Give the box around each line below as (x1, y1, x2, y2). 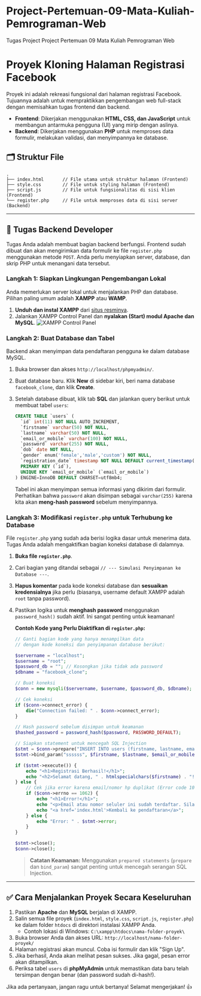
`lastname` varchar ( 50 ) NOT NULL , (20, 430, 106, 436)
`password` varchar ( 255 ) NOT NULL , (20, 441, 109, 447)
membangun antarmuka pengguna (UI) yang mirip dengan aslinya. (14, 121, 179, 128)
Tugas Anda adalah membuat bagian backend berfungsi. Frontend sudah (6, 240, 187, 247)
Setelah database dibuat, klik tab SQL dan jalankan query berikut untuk (14, 395, 190, 403)
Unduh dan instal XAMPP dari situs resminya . (14, 306, 129, 313)
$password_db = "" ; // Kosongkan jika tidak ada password (14, 663, 163, 670)
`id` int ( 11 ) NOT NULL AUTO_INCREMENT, (20, 418, 120, 424)
